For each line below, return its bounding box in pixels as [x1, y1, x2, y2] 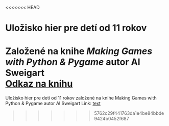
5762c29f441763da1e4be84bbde [94, 110, 164, 116]
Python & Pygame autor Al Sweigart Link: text [5, 100, 101, 107]
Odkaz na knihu [5, 78, 73, 90]
